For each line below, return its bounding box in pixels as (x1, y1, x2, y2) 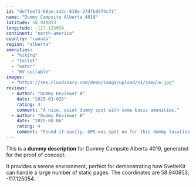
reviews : (6, 85, 28, 91)
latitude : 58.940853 (6, 19, 57, 25)
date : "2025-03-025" (16, 96, 67, 102)
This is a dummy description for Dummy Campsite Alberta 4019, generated (6, 145, 189, 152)
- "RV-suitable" (11, 69, 51, 75)
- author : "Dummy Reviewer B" (11, 112, 85, 118)
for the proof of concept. (6, 151, 66, 158)
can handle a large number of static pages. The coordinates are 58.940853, (6, 169, 190, 176)
